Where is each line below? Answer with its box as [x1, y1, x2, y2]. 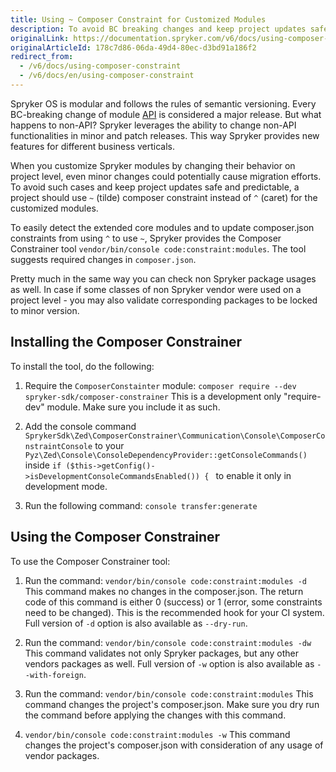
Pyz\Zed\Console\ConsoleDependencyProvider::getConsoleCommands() [24, 450, 308, 460]
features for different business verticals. [10, 140, 176, 152]
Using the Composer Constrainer [10, 529, 221, 546]
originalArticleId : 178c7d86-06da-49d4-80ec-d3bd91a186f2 [10, 42, 257, 53]
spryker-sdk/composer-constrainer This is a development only [24, 390, 282, 402]
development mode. [24, 480, 108, 492]
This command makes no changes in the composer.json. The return [24, 585, 304, 597]
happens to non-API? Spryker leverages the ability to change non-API [10, 119, 297, 131]
